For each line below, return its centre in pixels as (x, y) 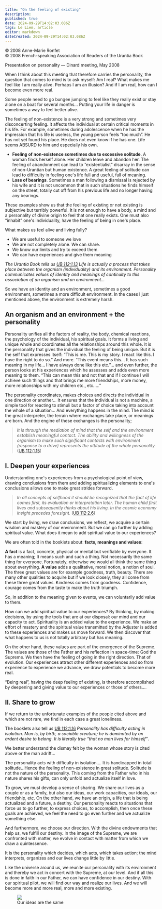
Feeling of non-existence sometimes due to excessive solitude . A (79, 154)
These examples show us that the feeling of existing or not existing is (74, 205)
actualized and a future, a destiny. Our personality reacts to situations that (79, 803)
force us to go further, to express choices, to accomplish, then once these (79, 808)
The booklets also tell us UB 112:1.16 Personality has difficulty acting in (75, 728)
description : (18, 14)
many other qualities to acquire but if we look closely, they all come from (77, 577)
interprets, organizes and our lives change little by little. (60, 858)
